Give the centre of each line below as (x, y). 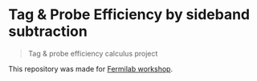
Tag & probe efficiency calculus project (93, 53)
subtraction (48, 31)
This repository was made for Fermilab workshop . (91, 68)
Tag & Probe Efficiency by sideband (129, 15)
